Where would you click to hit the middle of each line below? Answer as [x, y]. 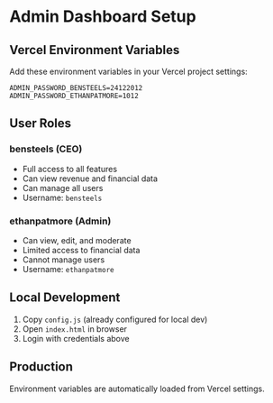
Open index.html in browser [75, 329]
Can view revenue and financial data [90, 179]
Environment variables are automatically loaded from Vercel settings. [137, 389]
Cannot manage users [64, 260]
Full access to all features [70, 169]
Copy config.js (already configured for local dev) [115, 319]
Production [41, 367]
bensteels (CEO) [46, 149]
